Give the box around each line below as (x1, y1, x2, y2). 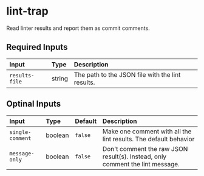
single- (9, 128, 32, 135)
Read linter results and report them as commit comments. (6, 24, 150, 32)
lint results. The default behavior (102, 135, 195, 143)
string (51, 74, 69, 83)
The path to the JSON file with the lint (73, 70, 181, 79)
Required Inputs (6, 42, 68, 52)
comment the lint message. (102, 160, 180, 168)
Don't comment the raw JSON (102, 144, 188, 153)
